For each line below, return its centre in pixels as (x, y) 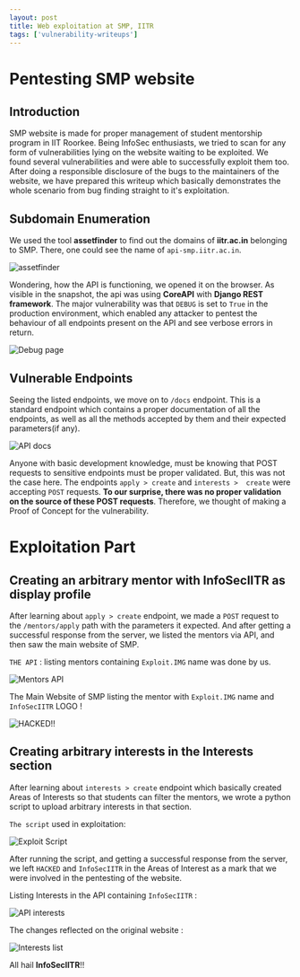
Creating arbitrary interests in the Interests (131, 752)
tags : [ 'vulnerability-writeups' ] (74, 34)
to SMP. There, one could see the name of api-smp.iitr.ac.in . (125, 250)
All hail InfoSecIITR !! (47, 964)
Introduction (45, 112)
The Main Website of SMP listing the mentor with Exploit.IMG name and (142, 696)
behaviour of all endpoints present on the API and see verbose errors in (141, 323)
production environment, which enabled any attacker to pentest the (133, 313)
